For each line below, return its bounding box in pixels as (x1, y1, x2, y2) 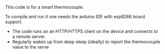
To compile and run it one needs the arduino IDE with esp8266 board (5, 14, 145, 19)
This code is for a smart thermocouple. (5, 4, 84, 10)
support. (5, 19, 23, 25)
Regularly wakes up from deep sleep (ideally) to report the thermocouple (12, 39, 161, 45)
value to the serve (12, 44, 49, 50)
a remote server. (12, 34, 46, 39)
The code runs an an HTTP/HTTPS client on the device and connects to (12, 28, 158, 34)
